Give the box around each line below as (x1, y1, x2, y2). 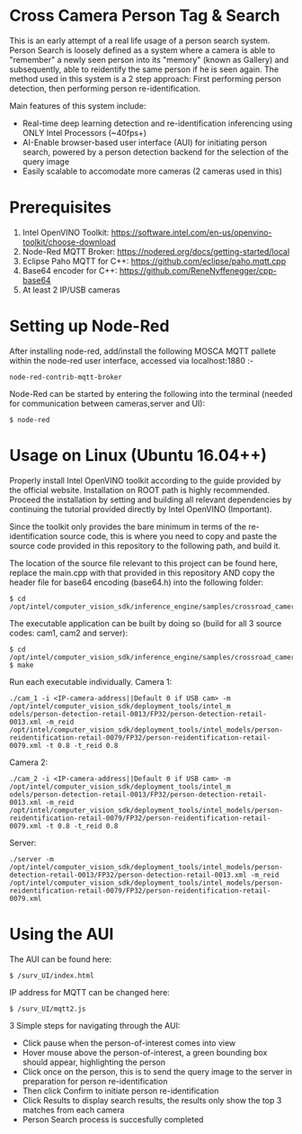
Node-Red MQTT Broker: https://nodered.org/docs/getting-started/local (22, 246, 290, 256)
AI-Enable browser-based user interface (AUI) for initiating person (22, 137, 268, 148)
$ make (9, 661, 34, 670)
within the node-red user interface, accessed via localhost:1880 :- (9, 355, 254, 365)
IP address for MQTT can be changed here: (9, 986, 171, 997)
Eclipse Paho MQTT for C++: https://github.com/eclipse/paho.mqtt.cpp (22, 256, 287, 266)
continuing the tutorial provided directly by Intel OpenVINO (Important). (9, 503, 272, 514)
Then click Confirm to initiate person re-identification (22, 1085, 219, 1096)
